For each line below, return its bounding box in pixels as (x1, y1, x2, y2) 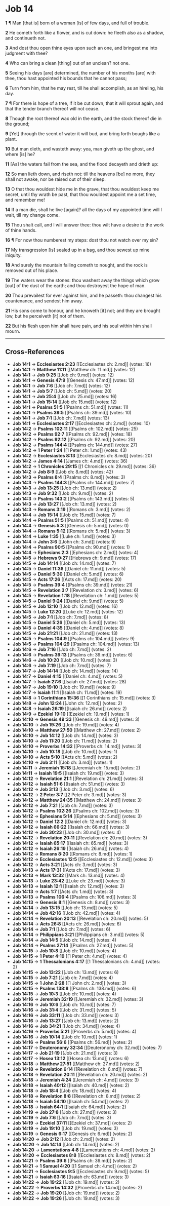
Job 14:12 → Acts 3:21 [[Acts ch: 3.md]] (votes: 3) (12, 862, 118, 868)
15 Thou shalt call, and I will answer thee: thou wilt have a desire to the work (5, 221, 164, 228)
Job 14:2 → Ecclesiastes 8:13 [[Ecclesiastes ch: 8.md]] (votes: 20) (12, 452, 153, 458)
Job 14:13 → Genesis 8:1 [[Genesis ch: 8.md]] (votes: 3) (12, 899, 130, 905)
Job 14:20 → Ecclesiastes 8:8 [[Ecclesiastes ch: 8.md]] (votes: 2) (12, 1152, 151, 1158)
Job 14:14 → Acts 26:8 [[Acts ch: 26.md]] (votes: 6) (12, 920, 121, 927)
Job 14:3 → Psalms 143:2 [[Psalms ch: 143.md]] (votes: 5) (12, 495, 135, 501)
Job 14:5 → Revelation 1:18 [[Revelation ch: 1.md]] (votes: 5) (12, 592, 139, 598)
